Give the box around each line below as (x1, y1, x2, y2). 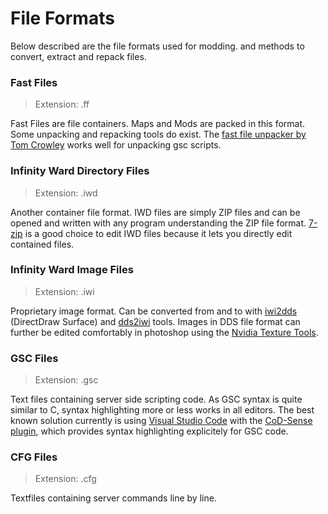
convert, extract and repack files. (10, 50, 147, 62)
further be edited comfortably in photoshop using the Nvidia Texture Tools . (10, 326, 319, 338)
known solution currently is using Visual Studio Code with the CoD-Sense (10, 415, 313, 427)
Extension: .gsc (34, 374, 99, 386)
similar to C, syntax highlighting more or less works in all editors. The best (10, 404, 315, 416)
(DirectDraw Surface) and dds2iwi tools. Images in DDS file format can (10, 315, 301, 327)
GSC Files (10, 351, 59, 365)
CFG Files (10, 450, 58, 464)
